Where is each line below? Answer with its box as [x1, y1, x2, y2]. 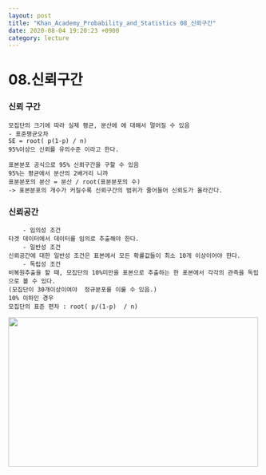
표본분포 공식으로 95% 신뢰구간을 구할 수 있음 [8, 160, 140, 168]
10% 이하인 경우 [8, 295, 54, 303]
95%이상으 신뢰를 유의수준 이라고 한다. [8, 145, 120, 153]
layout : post [8, 11, 52, 20]
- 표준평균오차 [8, 129, 49, 138]
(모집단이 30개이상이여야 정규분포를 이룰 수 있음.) [8, 286, 157, 294]
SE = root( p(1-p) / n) [8, 137, 88, 144]
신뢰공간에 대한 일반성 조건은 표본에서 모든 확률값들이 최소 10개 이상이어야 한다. [8, 252, 241, 260]
